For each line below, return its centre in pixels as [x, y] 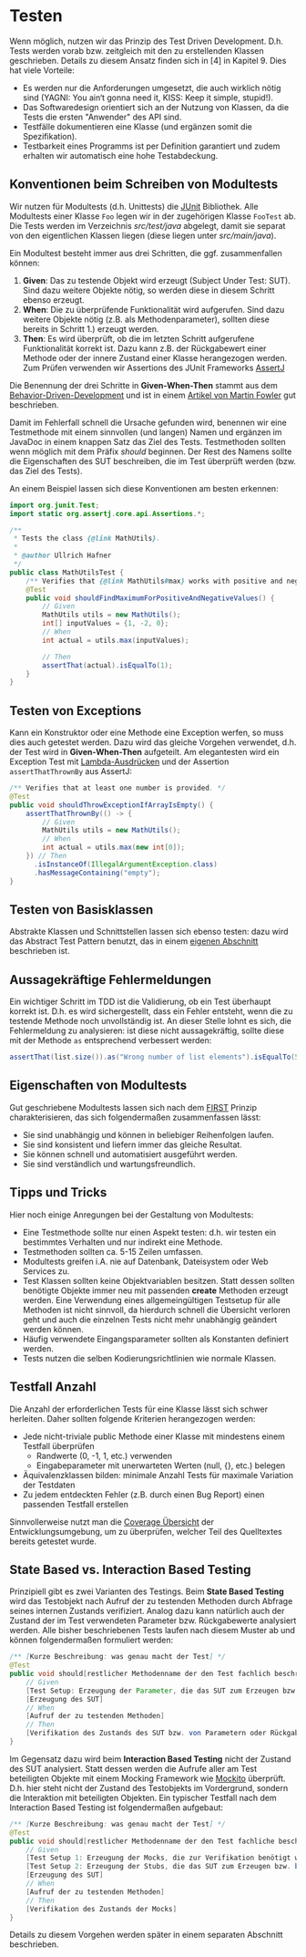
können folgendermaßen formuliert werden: [92, 1640]
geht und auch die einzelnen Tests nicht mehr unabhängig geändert [150, 1320]
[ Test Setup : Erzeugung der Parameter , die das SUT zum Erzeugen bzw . [163, 1691]
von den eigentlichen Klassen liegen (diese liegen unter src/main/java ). [143, 235]
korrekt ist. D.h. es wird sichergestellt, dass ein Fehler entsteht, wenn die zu [151, 1011]
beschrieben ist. [40, 951]
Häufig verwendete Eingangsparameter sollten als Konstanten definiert [156, 1339]
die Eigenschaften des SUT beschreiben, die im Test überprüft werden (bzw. [153, 461]
